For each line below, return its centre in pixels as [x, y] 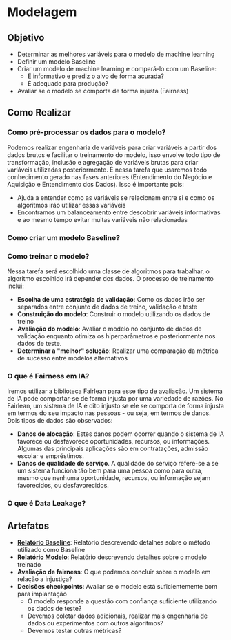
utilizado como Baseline [51, 549]
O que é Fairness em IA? [48, 376]
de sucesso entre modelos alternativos [72, 358]
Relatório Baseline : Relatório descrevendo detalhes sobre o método [113, 542]
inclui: [16, 286]
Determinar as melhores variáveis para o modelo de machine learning [116, 54]
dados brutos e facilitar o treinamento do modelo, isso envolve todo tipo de [114, 155]
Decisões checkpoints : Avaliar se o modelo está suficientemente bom [117, 586]
